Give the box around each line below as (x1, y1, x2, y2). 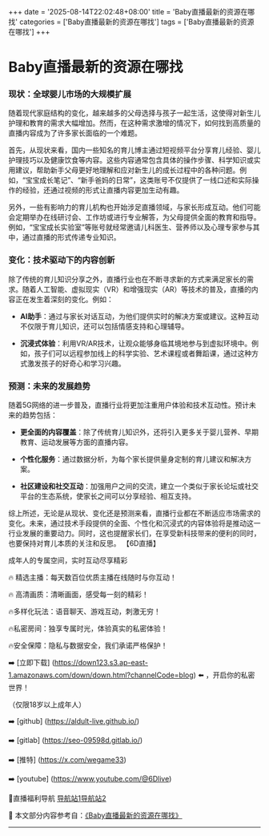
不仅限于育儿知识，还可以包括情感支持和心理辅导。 (19, 321, 189, 331)
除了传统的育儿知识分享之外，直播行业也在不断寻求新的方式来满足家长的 (8, 274, 247, 284)
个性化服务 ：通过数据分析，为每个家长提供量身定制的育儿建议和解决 (19, 454, 245, 464)
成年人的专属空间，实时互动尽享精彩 (8, 555, 128, 565)
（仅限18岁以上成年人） (8, 700, 86, 709)
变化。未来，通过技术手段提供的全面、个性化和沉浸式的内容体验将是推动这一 (8, 519, 261, 528)
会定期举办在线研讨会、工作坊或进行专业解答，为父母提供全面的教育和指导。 (8, 212, 261, 222)
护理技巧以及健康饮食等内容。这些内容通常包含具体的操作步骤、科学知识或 (8, 155, 254, 165)
